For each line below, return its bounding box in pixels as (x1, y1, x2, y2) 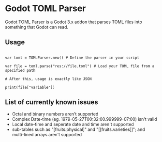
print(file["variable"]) (5, 85, 55, 90)
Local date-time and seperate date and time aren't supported (12, 121, 134, 127)
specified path (5, 68, 36, 73)
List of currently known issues (5, 98, 98, 107)
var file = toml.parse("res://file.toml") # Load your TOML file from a (5, 63, 155, 68)
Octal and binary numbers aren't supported (12, 111, 99, 117)
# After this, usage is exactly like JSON (5, 76, 92, 81)
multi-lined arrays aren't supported (12, 131, 82, 137)
